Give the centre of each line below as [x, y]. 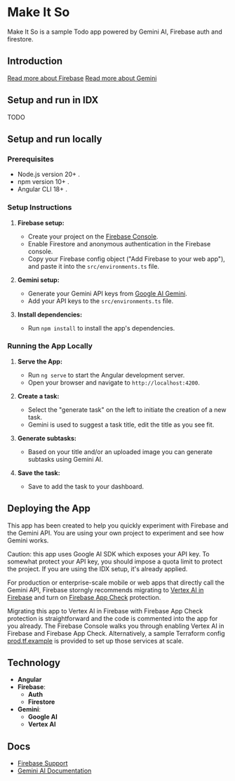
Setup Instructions [40, 208]
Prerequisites [31, 159]
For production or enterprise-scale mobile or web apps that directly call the [116, 582]
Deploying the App [49, 508]
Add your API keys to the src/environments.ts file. [101, 301]
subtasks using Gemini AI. [65, 459]
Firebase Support [42, 763]
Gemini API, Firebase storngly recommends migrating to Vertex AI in [106, 589]
